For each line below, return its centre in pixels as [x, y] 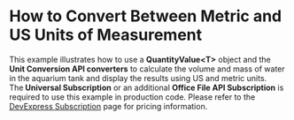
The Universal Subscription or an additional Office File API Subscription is [147, 87]
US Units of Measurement [106, 35]
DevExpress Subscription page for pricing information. [108, 106]
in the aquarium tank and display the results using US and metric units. [138, 78]
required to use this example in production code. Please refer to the [132, 97]
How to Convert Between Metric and [145, 16]
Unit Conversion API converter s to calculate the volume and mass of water [147, 69]
